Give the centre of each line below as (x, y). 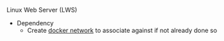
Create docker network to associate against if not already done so (122, 30)
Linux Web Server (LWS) (42, 10)
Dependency (35, 23)
